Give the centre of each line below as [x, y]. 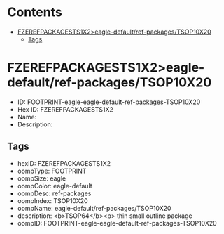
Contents [35, 12]
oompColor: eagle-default [55, 186]
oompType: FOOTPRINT [52, 171]
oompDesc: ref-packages [54, 193]
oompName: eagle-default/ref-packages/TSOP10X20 [94, 208]
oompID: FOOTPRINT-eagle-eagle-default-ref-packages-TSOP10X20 [117, 223]
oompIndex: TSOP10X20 [53, 200]
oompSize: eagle [42, 178]
